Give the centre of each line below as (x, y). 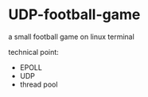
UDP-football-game (74, 15)
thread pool (39, 84)
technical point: (34, 52)
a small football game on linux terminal (72, 37)
